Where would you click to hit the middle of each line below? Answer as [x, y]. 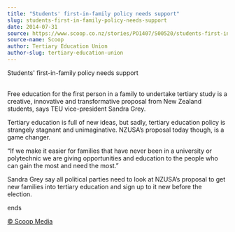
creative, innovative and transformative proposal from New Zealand [105, 101]
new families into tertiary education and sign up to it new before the [105, 186]
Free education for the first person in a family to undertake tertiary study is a [117, 94]
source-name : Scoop [36, 40]
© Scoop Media [30, 221]
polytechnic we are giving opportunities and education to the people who [113, 158]
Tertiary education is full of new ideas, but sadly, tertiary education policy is [116, 122]
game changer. [29, 137]
